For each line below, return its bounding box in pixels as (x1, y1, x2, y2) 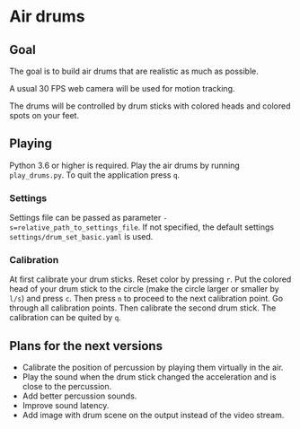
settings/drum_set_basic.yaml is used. (9, 232, 154, 242)
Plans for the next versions (9, 338, 163, 354)
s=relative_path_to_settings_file (9, 223, 139, 232)
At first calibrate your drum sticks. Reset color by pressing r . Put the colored (9, 274, 292, 285)
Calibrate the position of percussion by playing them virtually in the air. (22, 362, 284, 373)
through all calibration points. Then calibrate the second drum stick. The (9, 302, 277, 313)
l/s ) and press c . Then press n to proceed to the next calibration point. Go (9, 293, 284, 304)
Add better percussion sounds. (22, 390, 137, 401)
